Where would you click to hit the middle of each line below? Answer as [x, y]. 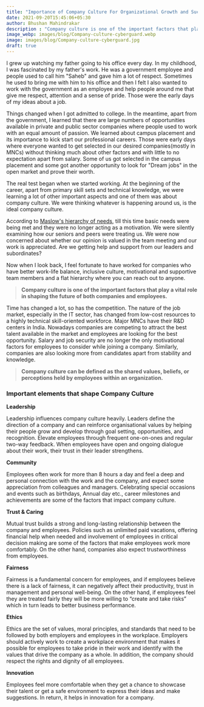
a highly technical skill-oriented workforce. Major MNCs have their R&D [95, 321]
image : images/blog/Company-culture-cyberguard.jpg [73, 40]
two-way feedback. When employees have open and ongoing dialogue [95, 445]
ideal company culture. [35, 209]
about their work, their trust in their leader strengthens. [75, 451]
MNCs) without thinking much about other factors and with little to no [93, 152]
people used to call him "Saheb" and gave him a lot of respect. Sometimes [99, 76]
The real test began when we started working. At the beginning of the [93, 183]
